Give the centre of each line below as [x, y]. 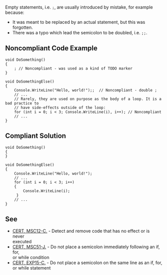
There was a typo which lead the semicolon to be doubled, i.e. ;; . [80, 33]
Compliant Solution [36, 136]
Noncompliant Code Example [51, 48]
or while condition [31, 258]
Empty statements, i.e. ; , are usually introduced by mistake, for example [79, 7]
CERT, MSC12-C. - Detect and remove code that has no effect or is [81, 231]
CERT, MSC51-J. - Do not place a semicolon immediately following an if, [86, 247]
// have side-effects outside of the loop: [60, 107]
